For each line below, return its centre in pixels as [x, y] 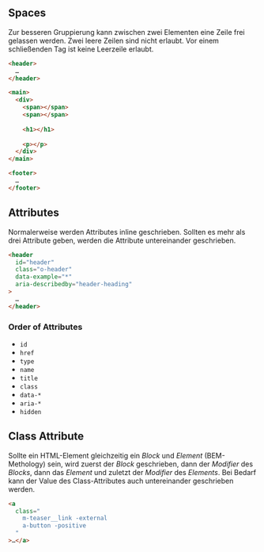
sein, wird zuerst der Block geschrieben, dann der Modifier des [150, 464]
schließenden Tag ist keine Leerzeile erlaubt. [81, 49]
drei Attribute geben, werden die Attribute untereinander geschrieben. [122, 240]
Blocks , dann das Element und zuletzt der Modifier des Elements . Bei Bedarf [132, 472]
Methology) [27, 464]
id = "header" [35, 262]
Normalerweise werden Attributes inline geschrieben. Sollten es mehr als [127, 232]
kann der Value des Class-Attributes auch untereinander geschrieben [121, 481]
